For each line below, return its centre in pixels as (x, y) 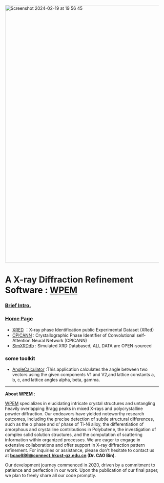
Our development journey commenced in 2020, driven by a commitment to (80, 465)
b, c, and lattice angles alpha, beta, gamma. (56, 380)
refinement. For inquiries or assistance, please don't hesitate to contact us (80, 450)
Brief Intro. (18, 305)
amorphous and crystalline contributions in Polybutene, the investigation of (81, 429)
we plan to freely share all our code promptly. (51, 475)
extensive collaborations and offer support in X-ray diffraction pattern (75, 445)
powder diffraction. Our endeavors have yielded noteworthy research (75, 413)
